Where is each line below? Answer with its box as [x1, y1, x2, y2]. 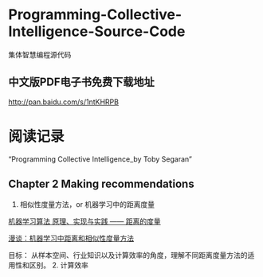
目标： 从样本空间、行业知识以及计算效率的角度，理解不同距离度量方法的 [8, 250, 248, 259]
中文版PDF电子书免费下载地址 [8, 76, 155, 89]
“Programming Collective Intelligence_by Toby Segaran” [8, 154, 193, 164]
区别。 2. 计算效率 [29, 260, 89, 270]
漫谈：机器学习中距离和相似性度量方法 [8, 233, 134, 243]
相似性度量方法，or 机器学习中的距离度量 [19, 199, 155, 209]
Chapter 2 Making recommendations [8, 178, 194, 191]
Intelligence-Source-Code [8, 22, 186, 41]
